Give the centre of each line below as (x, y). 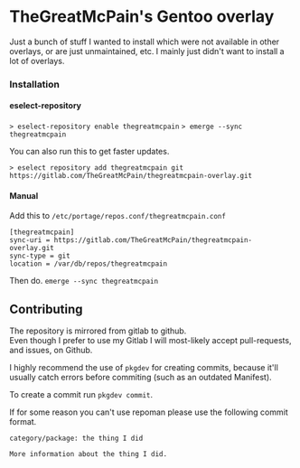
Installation (35, 84)
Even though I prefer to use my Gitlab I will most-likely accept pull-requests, (150, 341)
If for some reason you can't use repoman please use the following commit (149, 412)
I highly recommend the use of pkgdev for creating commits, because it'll (144, 368)
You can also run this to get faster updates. (89, 152)
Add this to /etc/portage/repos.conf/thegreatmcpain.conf (117, 216)
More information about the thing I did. (89, 454)
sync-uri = (30, 240)
